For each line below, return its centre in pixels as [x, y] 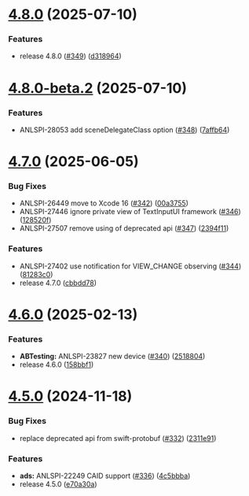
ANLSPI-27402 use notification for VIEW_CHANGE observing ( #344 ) [130, 266]
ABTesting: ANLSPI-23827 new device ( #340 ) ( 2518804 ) [112, 357]
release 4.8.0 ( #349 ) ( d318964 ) [70, 56]
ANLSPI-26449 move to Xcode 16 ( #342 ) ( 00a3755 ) [104, 203]
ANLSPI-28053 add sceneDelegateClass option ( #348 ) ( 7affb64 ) [124, 130]
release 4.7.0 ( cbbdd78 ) [58, 283]
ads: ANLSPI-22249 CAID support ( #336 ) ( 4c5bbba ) [105, 476]
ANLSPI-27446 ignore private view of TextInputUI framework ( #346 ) [130, 212]
